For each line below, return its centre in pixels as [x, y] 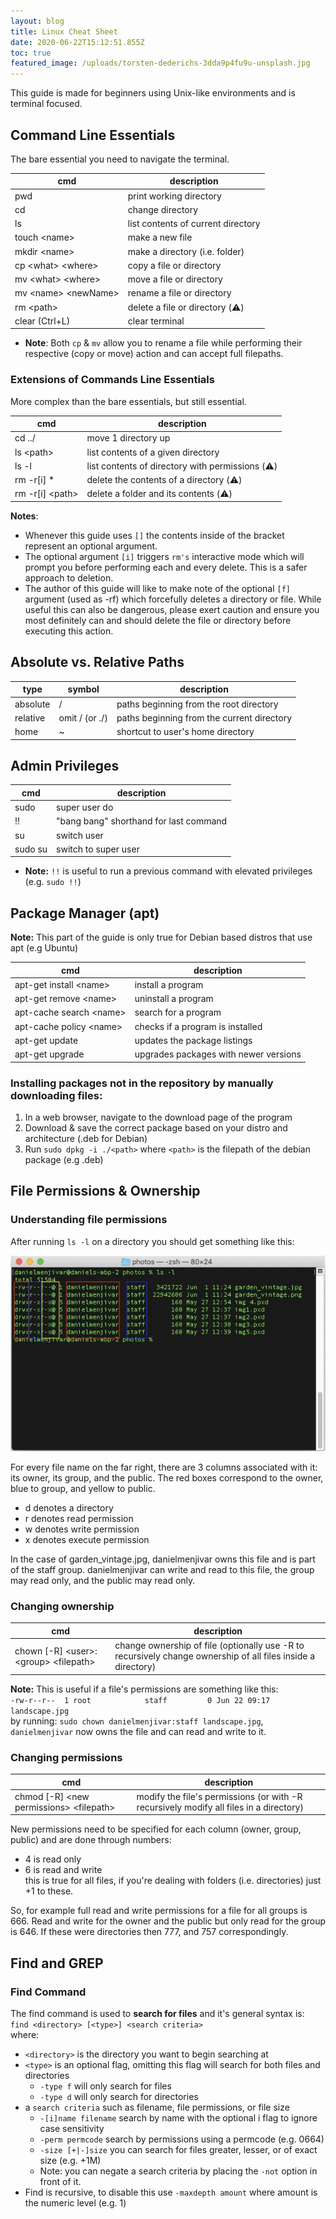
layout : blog [37, 21]
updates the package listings [193, 1040]
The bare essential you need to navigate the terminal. [120, 159]
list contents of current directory [194, 224]
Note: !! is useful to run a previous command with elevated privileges [168, 871]
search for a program [178, 1012]
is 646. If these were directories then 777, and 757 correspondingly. [149, 1932]
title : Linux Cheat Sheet [64, 31]
